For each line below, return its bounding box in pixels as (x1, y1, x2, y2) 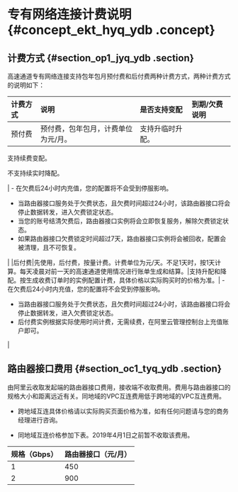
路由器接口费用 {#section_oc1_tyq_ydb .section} (7, 362, 222, 375)
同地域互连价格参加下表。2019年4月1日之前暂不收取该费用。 (17, 430, 194, 439)
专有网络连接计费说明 (7, 6, 132, 23)
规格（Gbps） (11, 449, 58, 459)
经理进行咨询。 (17, 416, 62, 424)
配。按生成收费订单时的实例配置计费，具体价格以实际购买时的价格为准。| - (7, 276, 225, 284)
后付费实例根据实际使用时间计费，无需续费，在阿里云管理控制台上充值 (17, 318, 223, 326)
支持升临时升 (140, 124, 183, 133)
